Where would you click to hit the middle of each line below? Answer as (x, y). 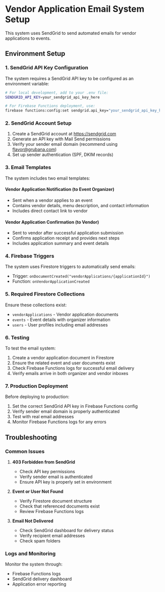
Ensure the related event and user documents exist (64, 363)
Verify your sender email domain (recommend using (65, 144)
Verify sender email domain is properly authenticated (66, 411)
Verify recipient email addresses (52, 536)
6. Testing (17, 337)
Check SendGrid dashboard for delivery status (67, 530)
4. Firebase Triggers (30, 256)
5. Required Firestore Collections (45, 294)
